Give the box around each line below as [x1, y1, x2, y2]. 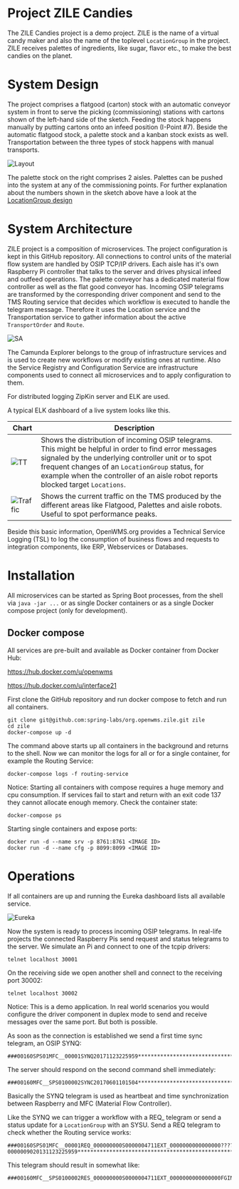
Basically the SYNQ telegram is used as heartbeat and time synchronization [7, 1091, 229, 1100]
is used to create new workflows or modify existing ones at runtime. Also [7, 355, 221, 364]
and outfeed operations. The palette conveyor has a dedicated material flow [7, 275, 230, 283]
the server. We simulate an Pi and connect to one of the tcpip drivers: [7, 942, 211, 951]
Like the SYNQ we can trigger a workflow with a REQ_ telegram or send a [7, 1113, 222, 1121]
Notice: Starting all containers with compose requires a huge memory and [7, 783, 224, 791]
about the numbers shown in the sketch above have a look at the [7, 188, 197, 197]
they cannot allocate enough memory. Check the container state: [7, 798, 198, 806]
